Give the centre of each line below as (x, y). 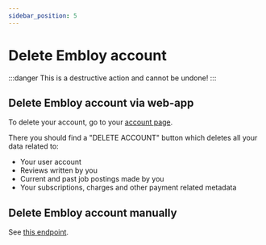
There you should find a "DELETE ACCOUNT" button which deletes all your (133, 138)
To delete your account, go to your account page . (91, 122)
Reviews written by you (59, 170)
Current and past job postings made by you (92, 179)
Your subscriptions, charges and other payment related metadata (128, 188)
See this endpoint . (39, 232)
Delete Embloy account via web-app (101, 102)
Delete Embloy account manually (93, 212)
